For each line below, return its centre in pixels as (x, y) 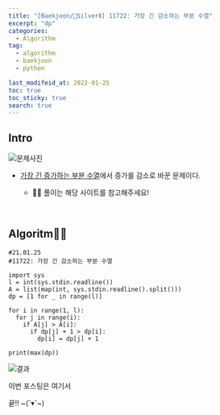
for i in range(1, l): (46, 310)
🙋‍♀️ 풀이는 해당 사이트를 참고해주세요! (90, 193)
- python (30, 68)
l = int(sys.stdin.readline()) (61, 282)
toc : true (25, 90)
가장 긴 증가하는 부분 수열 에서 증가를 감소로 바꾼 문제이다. (110, 176)
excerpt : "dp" (32, 23)
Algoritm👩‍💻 (38, 234)
